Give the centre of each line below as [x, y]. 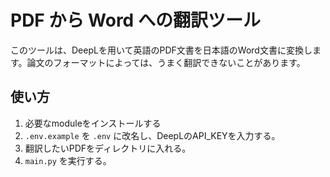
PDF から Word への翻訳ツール [135, 20]
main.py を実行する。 [68, 160]
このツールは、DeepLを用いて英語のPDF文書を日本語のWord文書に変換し [161, 50]
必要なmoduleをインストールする [93, 123]
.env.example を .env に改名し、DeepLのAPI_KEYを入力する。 [152, 135]
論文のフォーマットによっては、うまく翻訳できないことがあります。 [166, 62]
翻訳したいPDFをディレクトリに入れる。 [108, 148]
